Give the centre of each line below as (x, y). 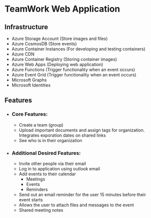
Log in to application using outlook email (59, 168)
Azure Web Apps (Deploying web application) (57, 64)
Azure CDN (23, 54)
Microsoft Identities (31, 85)
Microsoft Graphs (29, 80)
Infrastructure (26, 27)
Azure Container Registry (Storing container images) (64, 59)
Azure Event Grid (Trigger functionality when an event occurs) (74, 75)
